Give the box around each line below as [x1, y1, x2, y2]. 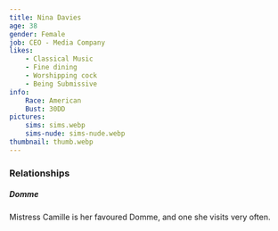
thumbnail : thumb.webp [9, 137, 94, 146]
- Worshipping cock [25, 71, 98, 80]
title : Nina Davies [9, 12, 82, 22]
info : [9, 87, 29, 96]
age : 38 [9, 21, 38, 30]
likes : [9, 46, 34, 55]
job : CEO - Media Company [9, 37, 105, 47]
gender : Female [9, 29, 66, 38]
